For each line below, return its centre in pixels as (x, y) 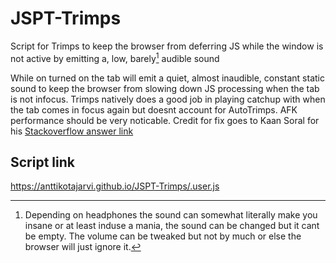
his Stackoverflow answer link (72, 131)
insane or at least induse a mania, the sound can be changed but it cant (172, 226)
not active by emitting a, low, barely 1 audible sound (115, 57)
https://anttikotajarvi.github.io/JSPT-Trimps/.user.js (115, 186)
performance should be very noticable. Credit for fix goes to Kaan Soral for (165, 120)
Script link (42, 162)
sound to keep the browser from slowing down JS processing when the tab (165, 88)
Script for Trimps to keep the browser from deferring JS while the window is (167, 46)
